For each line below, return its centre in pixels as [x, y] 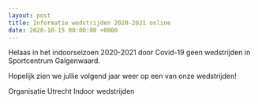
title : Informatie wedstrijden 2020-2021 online [90, 23]
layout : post [30, 15]
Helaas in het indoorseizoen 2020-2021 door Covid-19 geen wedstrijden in [129, 53]
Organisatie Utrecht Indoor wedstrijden [71, 91]
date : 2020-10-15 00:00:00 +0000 [63, 30]
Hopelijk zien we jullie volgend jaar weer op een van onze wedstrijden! [122, 76]
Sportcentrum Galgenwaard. [54, 61]
